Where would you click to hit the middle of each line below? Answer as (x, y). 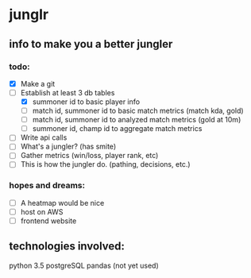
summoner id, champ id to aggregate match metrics (117, 129)
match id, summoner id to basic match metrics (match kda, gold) (138, 111)
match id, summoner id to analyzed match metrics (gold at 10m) (137, 120)
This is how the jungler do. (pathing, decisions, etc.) (105, 164)
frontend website (48, 221)
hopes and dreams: (47, 186)
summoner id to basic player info (86, 102)
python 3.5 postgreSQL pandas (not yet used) (84, 265)
